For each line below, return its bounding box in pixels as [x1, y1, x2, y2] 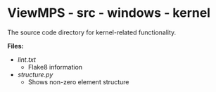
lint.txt [17, 55, 37, 64]
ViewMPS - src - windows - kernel [7, 5, 211, 21]
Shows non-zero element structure [27, 77, 129, 86]
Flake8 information [27, 63, 83, 71]
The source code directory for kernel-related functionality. [7, 28, 177, 37]
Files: [7, 41, 24, 50]
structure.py [17, 70, 53, 79]
